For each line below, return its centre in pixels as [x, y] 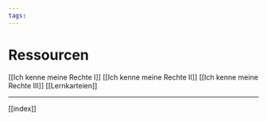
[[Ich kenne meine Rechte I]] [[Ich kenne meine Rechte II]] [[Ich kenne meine [133, 77]
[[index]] [23, 108]
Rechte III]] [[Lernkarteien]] [53, 85]
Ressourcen [48, 55]
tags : [17, 16]
